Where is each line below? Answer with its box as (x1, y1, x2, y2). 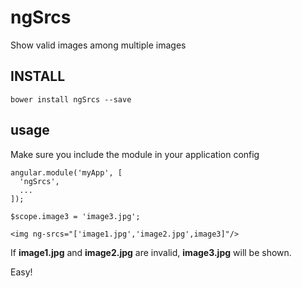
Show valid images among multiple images (10, 39, 187, 51)
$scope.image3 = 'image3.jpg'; (10, 211, 141, 221)
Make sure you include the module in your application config (10, 148, 260, 160)
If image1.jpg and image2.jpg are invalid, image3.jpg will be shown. (10, 246, 292, 258)
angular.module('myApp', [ (10, 167, 123, 178)
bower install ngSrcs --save (10, 94, 132, 105)
